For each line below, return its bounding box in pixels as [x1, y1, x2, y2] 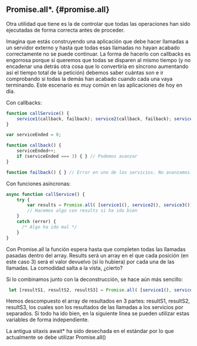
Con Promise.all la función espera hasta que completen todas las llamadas [6, 246, 186, 253]
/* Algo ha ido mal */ [21, 224, 77, 230]
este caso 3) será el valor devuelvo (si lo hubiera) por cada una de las [6, 258, 175, 265]
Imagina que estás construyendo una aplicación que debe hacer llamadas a [6, 38, 189, 45]
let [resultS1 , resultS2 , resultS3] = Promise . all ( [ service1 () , [8, 287, 172, 293]
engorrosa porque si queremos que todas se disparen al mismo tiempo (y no [6, 56, 191, 63]
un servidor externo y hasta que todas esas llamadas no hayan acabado [6, 44, 180, 51]
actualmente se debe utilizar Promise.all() [6, 334, 107, 341]
